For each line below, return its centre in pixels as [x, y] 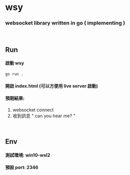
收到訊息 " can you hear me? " [44, 116]
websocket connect [33, 110]
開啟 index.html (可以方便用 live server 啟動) [52, 86]
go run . [14, 74]
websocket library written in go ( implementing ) [65, 23]
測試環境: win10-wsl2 [28, 155]
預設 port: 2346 [22, 167]
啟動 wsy [15, 63]
